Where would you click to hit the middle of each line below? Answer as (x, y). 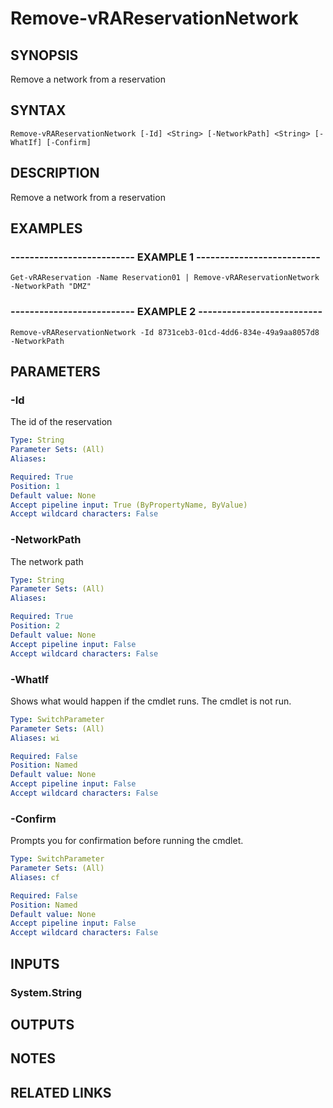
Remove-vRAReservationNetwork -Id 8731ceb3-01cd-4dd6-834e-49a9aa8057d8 (165, 332)
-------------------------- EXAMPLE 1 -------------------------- (165, 257)
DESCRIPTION (55, 173)
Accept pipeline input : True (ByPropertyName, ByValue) (129, 505)
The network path (47, 561)
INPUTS (35, 963)
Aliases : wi (35, 738)
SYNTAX (38, 110)
